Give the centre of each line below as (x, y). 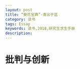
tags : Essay (18, 24)
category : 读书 (20, 19)
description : (19, 33)
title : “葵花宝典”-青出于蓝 (31, 15)
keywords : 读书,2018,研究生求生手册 (40, 29)
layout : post (19, 10)
